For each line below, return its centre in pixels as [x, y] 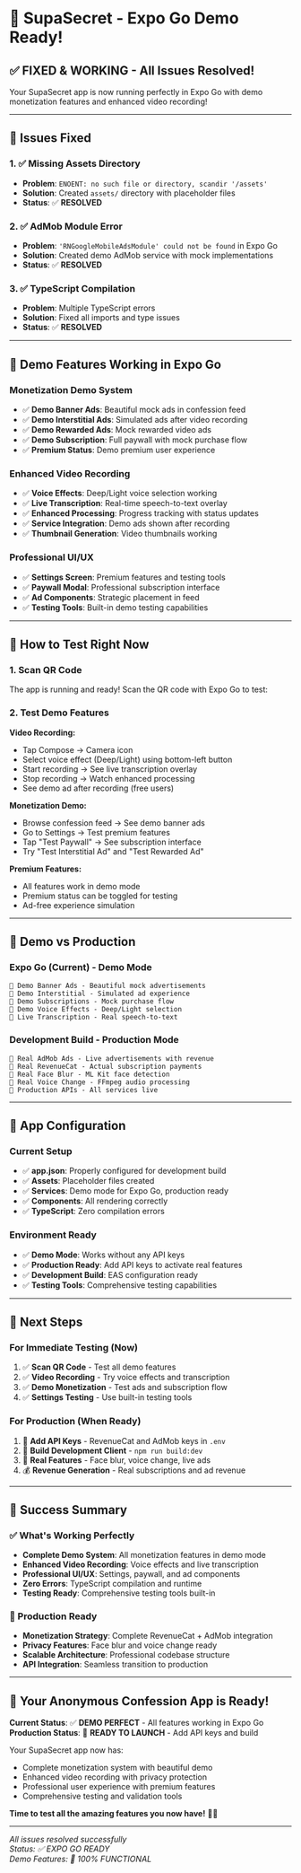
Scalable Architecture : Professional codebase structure [126, 1655]
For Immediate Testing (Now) [74, 1347]
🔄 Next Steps [46, 1322]
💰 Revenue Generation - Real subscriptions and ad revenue [134, 1470]
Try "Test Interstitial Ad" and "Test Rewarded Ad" [113, 851]
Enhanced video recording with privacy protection [115, 1777]
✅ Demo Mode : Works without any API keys [103, 1255]
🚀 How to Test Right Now [79, 644]
